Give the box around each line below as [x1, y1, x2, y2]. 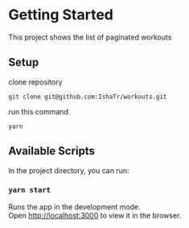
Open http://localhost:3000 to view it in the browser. [8, 210, 182, 220]
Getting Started [8, 6, 114, 24]
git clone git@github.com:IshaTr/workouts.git [8, 93, 167, 101]
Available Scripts [8, 144, 95, 158]
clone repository [8, 77, 63, 86]
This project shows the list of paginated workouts [8, 32, 172, 42]
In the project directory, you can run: [8, 165, 129, 175]
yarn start [8, 185, 51, 195]
